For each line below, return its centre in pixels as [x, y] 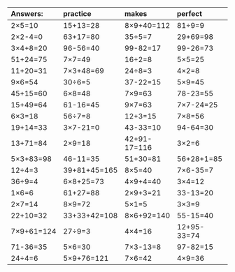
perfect [190, 14]
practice [77, 14]
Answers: [27, 14]
